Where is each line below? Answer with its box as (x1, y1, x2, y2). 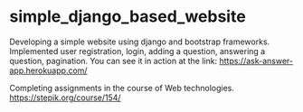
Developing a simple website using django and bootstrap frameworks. (9, 36, 270, 47)
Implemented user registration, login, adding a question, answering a (9, 45, 266, 56)
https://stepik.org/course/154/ (9, 92, 121, 103)
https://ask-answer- (219, 55, 294, 66)
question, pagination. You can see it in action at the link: (9, 55, 218, 66)
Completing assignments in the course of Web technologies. (9, 82, 235, 93)
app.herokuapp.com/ (9, 65, 88, 76)
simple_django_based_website (9, 6, 246, 27)
